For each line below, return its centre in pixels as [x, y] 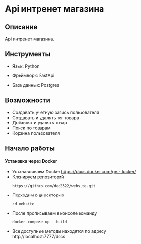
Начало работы [30, 149]
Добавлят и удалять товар [40, 122]
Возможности [28, 101]
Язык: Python [26, 66]
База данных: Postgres [36, 85]
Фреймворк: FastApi [33, 75]
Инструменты [28, 54]
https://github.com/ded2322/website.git [54, 186]
